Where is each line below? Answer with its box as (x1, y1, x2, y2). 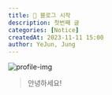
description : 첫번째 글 (8, 19, 80, 27)
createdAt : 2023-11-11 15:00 (8, 33, 104, 42)
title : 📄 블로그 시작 (8, 11, 71, 20)
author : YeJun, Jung (8, 41, 77, 49)
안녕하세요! (27, 79, 62, 88)
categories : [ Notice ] (8, 26, 80, 34)
